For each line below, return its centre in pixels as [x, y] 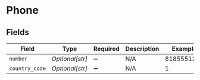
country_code [28, 68]
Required [107, 49]
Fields [18, 32]
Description [142, 49]
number [18, 59]
